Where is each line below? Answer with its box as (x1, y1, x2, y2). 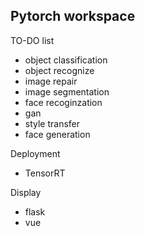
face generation (24, 128, 91, 140)
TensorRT (24, 167, 66, 179)
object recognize (24, 64, 95, 76)
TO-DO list (10, 34, 55, 46)
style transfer (24, 117, 81, 129)
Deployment (10, 147, 61, 159)
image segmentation (24, 85, 110, 98)
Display (10, 186, 42, 198)
